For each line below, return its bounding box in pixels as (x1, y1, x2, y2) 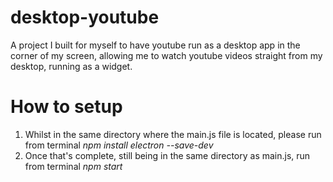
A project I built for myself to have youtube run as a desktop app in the (10, 39, 301, 51)
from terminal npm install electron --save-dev (24, 139, 214, 151)
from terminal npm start (24, 160, 123, 172)
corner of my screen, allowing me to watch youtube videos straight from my (10, 49, 323, 61)
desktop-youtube (10, 6, 160, 29)
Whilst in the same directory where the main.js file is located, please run (24, 128, 322, 140)
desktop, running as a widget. (10, 60, 133, 72)
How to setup (10, 96, 123, 118)
